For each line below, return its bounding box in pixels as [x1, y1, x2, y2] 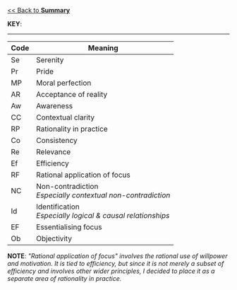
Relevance [36, 147, 71, 156]
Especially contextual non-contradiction [36, 190, 171, 200]
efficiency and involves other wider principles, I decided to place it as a [7, 267, 215, 275]
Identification [36, 202, 80, 211]
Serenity [36, 55, 64, 64]
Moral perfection [36, 78, 92, 88]
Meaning [87, 43, 119, 52]
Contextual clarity [36, 112, 95, 122]
